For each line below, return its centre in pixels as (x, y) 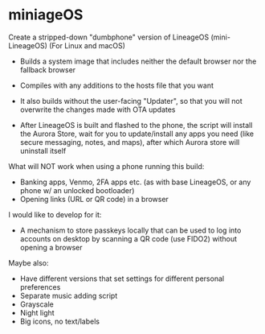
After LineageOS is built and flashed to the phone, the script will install (136, 125)
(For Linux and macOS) (88, 45)
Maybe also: (29, 262)
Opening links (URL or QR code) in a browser (94, 199)
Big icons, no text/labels (60, 321)
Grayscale (37, 304)
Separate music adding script (69, 295)
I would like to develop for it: (55, 214)
